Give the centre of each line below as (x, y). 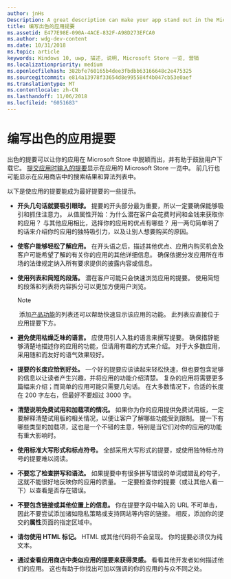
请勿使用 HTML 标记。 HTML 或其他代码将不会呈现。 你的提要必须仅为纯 (120, 536)
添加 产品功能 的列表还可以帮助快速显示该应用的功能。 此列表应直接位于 (119, 314)
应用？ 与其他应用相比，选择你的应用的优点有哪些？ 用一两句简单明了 (121, 223)
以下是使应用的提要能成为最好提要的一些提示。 (73, 191)
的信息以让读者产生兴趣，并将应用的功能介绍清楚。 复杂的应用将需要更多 (120, 378)
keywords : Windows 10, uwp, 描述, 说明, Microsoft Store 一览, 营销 (103, 58)
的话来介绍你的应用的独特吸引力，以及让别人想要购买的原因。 (104, 231)
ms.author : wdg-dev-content (47, 39)
